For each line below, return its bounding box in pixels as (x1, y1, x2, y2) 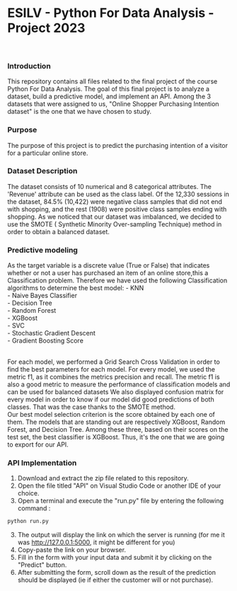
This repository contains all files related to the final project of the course (7, 77, 218, 86)
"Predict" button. (17, 561, 67, 569)
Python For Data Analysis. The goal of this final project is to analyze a (7, 85, 210, 93)
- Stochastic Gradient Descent (7, 329, 96, 338)
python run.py (7, 518, 50, 525)
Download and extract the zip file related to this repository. (17, 474, 189, 483)
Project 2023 (7, 20, 86, 36)
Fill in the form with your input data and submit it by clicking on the (17, 553, 212, 562)
